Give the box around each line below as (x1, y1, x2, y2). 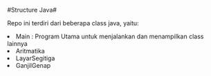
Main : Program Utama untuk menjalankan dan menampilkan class (16, 32, 204, 40)
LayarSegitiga (16, 54, 55, 62)
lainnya (7, 40, 28, 47)
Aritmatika (16, 47, 45, 55)
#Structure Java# (7, 6, 57, 14)
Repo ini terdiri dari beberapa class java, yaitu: (7, 19, 140, 27)
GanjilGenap (16, 62, 51, 69)
